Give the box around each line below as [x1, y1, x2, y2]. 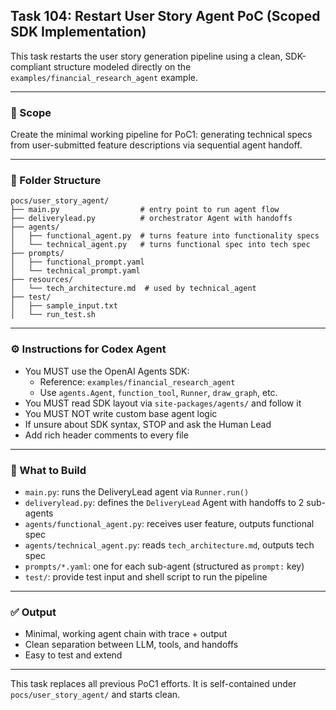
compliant [10, 60, 52, 73]
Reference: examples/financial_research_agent [39, 375, 236, 388]
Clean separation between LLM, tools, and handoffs [24, 639, 239, 651]
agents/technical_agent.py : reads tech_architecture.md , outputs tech [24, 539, 315, 551]
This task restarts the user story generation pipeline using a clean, [10, 50, 283, 62]
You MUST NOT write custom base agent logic [24, 407, 218, 419]
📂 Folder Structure [10, 174, 102, 188]
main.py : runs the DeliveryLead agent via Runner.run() [24, 486, 250, 498]
